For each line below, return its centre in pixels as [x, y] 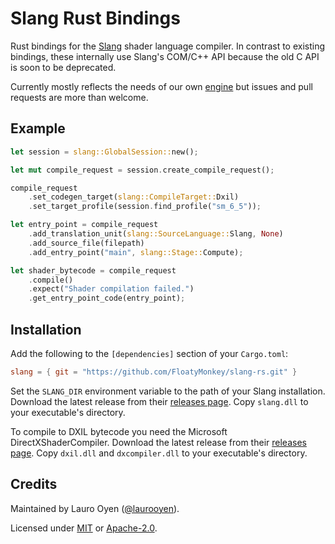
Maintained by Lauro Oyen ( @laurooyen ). [95, 508]
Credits [34, 484]
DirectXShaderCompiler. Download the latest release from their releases [158, 442]
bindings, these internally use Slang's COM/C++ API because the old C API [165, 56]
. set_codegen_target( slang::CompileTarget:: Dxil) [134, 197]
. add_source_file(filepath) [86, 243]
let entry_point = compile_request [84, 225]
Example [38, 128]
